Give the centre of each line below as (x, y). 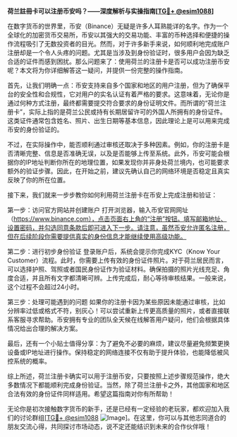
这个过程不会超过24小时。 (45, 287)
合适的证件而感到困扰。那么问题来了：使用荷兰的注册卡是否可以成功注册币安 (119, 62)
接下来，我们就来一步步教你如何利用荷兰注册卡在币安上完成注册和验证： (112, 195)
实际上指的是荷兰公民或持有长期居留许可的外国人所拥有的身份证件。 (128, 112)
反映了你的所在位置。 (38, 180)
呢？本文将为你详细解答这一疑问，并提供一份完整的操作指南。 (97, 70)
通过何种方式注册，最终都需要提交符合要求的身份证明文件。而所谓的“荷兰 (114, 103)
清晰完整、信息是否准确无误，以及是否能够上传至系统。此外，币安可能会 (118, 153)
